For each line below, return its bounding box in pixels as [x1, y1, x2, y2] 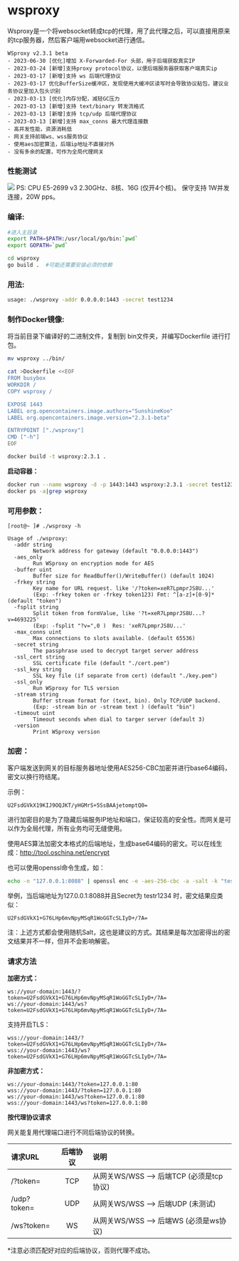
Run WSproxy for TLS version [33, 684, 119, 691]
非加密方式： [7, 1066, 45, 1075]
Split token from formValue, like [33, 609, 135, 617]
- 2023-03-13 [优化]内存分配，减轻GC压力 [7, 95, 120, 102]
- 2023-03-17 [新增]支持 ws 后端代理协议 [7, 72, 121, 80]
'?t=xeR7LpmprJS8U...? [137, 609, 205, 617]
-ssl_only [14, 678, 43, 686]
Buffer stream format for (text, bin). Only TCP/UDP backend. [33, 697, 221, 704]
